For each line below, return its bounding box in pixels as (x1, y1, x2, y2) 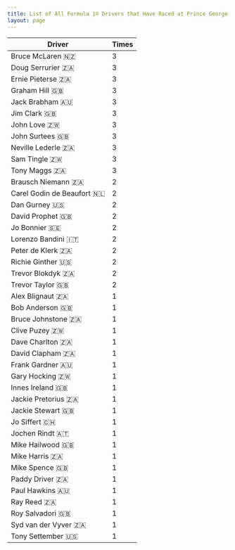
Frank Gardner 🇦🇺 (11, 359, 73, 369)
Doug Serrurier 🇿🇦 (11, 63, 75, 72)
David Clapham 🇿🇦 (11, 348, 76, 358)
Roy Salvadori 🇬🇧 (11, 508, 71, 518)
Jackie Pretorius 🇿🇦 (11, 394, 80, 404)
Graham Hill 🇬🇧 (11, 85, 64, 95)
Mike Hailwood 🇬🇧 (11, 440, 75, 449)
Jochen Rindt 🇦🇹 (11, 428, 69, 438)
